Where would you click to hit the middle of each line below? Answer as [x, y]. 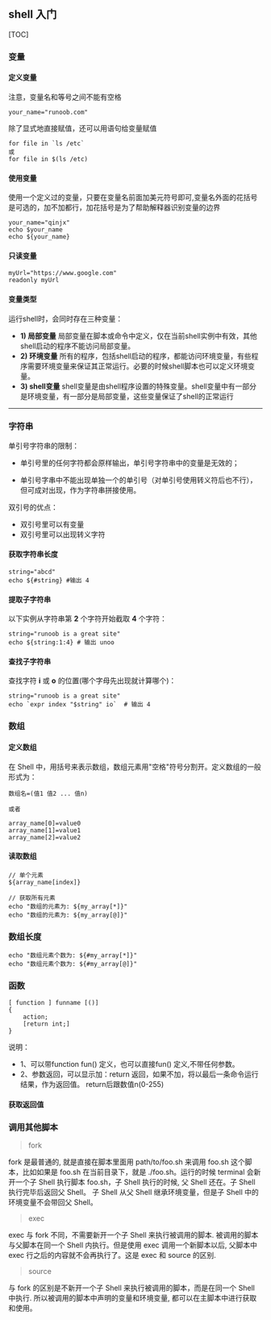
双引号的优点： [33, 507]
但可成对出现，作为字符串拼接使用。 [80, 489]
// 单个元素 [26, 875]
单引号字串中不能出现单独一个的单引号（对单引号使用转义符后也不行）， [138, 480]
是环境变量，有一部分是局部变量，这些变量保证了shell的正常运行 [127, 396]
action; [35, 1017]
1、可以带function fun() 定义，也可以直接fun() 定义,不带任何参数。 [129, 1064]
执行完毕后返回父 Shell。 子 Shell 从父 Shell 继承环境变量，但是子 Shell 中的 [134, 1193]
